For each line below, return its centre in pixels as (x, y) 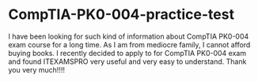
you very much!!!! (37, 69)
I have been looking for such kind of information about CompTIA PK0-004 (129, 36)
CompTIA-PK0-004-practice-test (121, 15)
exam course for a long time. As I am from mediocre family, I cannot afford (129, 44)
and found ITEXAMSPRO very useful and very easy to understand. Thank (127, 61)
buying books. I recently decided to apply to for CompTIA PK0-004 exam (127, 53)
